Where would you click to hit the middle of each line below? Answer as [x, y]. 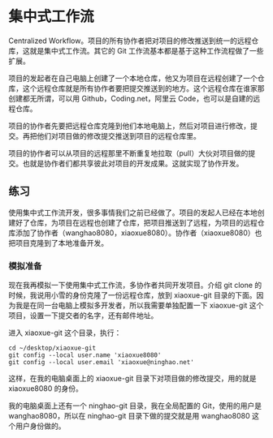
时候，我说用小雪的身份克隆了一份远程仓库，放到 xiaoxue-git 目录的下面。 [132, 295]
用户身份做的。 [40, 426]
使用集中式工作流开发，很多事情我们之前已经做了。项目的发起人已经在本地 [133, 213]
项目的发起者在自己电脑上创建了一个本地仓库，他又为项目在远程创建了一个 [133, 78]
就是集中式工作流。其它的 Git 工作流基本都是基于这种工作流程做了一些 [147, 50]
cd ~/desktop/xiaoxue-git [52, 348]
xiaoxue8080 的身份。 [45, 389]
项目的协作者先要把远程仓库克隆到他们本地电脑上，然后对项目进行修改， [129, 126]
